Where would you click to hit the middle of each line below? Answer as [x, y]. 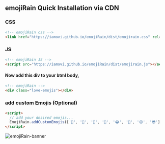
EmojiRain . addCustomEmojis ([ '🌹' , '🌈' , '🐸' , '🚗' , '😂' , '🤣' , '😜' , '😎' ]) [86, 122]
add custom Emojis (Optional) [41, 103]
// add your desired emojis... [41, 117]
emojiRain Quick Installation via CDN [62, 8]
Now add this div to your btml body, [42, 75]
